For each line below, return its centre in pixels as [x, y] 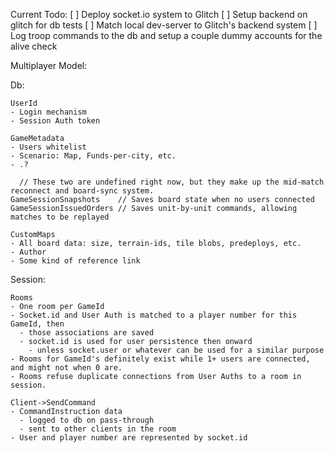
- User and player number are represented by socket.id [129, 438]
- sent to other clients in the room [98, 429]
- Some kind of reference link [75, 261]
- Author [28, 252]
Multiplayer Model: [49, 65]
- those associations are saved [87, 333]
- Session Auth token [55, 121]
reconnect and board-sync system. [82, 191]
